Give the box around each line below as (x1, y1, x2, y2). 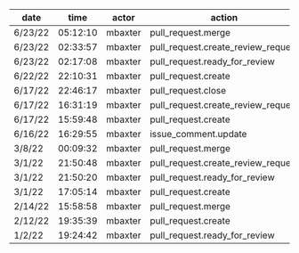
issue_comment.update (149, 128, 247, 140)
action (210, 12, 238, 23)
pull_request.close (149, 85, 227, 96)
